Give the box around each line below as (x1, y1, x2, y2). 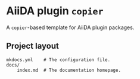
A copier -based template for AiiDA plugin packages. (6, 24, 135, 31)
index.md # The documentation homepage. (17, 67, 121, 73)
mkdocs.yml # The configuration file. (6, 56, 111, 63)
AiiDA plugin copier (6, 4, 104, 18)
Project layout (6, 41, 60, 51)
